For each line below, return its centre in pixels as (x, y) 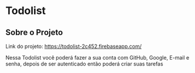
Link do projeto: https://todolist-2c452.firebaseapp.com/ (73, 46)
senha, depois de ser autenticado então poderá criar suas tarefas (84, 64)
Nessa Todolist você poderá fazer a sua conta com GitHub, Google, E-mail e (97, 58)
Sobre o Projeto (34, 32)
